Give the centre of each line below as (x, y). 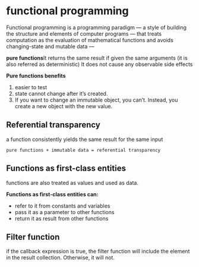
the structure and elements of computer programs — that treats (84, 33)
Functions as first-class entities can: (52, 194)
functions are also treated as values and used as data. (72, 183)
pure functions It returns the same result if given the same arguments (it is (97, 58)
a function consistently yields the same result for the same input (85, 139)
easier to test (31, 87)
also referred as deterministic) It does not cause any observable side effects (99, 64)
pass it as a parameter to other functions (64, 212)
